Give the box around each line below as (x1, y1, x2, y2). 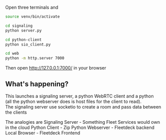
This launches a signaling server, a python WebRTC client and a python (5, 93, 154, 99)
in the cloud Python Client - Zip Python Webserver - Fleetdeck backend (5, 124, 155, 130)
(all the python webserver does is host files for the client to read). (5, 98, 142, 104)
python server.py (5, 28, 42, 33)
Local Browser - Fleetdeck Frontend (5, 129, 80, 136)
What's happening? (5, 80, 69, 88)
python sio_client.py (5, 42, 51, 47)
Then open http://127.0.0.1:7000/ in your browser (5, 65, 106, 71)
